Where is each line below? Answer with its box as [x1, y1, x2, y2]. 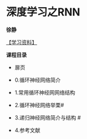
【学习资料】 [6, 38, 37, 46]
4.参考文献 [14, 127, 41, 134]
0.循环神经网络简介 [14, 76, 61, 83]
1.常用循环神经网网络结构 [14, 89, 75, 96]
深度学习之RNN [6, 5, 81, 19]
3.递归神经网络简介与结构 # [14, 114, 81, 121]
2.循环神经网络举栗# [14, 101, 65, 108]
